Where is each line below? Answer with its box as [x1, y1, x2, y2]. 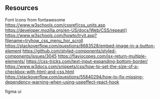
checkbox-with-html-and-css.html [5, 68, 75, 75]
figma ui [5, 88, 21, 94]
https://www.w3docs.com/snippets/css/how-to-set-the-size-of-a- [5, 63, 139, 69]
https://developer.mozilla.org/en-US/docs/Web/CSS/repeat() [5, 27, 127, 33]
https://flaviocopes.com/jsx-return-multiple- [58, 53, 147, 59]
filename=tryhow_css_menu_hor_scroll [5, 38, 83, 43]
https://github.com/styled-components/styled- [22, 48, 117, 54]
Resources [5, 4, 39, 12]
